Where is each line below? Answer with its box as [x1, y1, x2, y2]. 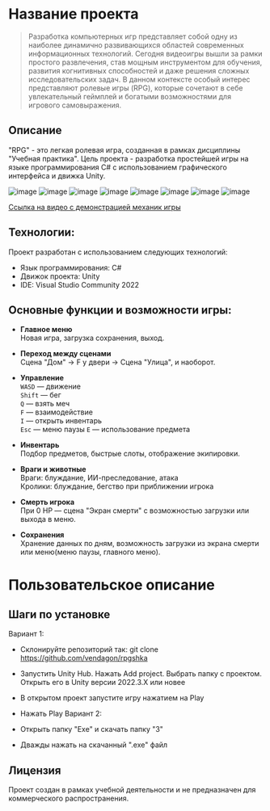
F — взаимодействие [19, 407, 93, 417]
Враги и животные [19, 464, 86, 474]
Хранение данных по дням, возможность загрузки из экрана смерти [19, 539, 259, 548]
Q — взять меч [19, 399, 70, 409]
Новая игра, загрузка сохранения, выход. [19, 333, 165, 343]
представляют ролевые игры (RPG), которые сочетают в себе [27, 82, 243, 93]
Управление [19, 373, 65, 383]
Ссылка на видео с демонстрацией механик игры [8, 202, 181, 212]
